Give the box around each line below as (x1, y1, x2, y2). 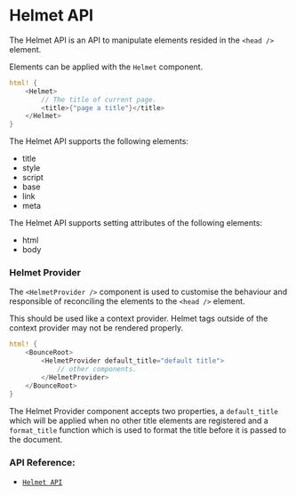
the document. (9, 434, 63, 444)
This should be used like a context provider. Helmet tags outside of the (9, 313, 268, 324)
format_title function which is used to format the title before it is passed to (9, 424, 287, 435)
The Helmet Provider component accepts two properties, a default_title (9, 405, 278, 416)
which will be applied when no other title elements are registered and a (9, 415, 268, 426)
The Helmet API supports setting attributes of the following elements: (9, 218, 263, 228)
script (21, 172, 44, 183)
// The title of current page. (41, 95, 157, 104)
